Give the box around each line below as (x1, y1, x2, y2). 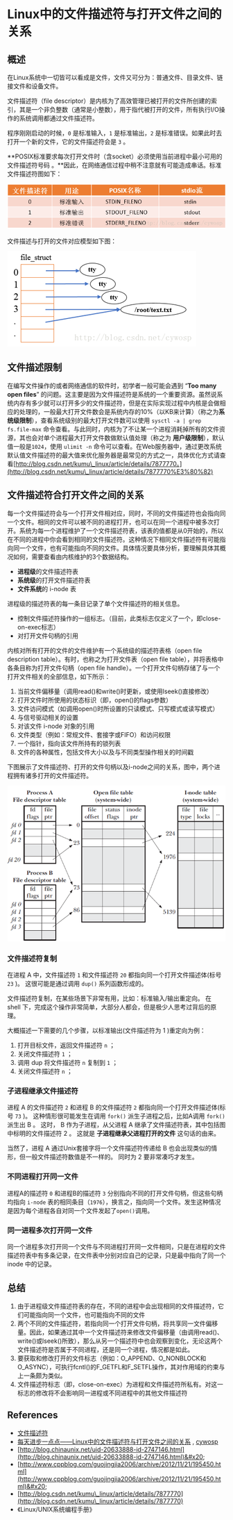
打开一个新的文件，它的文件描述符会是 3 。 (7, 138, 130, 146)
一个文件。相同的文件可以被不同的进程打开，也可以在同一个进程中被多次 (7, 518, 214, 526)
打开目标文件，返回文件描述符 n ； (17, 1041, 116, 1050)
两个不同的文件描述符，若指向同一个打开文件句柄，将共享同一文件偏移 (17, 1319, 218, 1328)
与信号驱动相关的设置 (17, 713, 78, 721)
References (7, 1410, 58, 1421)
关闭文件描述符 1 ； (17, 1050, 73, 1058)
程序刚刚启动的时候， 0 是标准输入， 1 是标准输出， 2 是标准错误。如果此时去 (7, 129, 223, 137)
